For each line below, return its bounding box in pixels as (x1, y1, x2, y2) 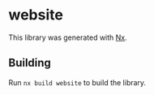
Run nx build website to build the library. (8, 77, 147, 87)
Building (8, 56, 51, 70)
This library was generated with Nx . (8, 32, 127, 42)
